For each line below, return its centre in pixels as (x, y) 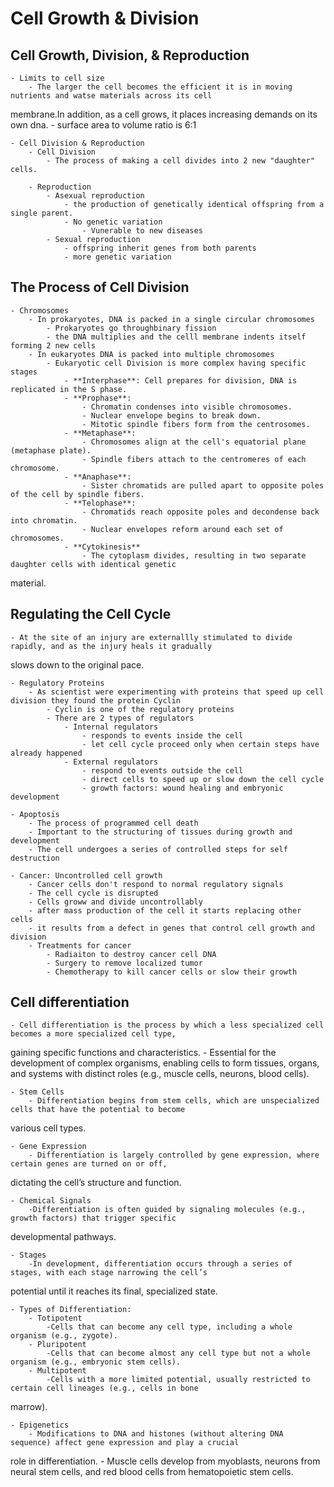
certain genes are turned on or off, (89, 1164)
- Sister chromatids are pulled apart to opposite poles (203, 485)
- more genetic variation (117, 257)
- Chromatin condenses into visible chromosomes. (187, 407)
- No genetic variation (113, 222)
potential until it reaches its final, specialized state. (114, 1291)
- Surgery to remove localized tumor (124, 963)
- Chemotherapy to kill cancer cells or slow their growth (172, 972)
